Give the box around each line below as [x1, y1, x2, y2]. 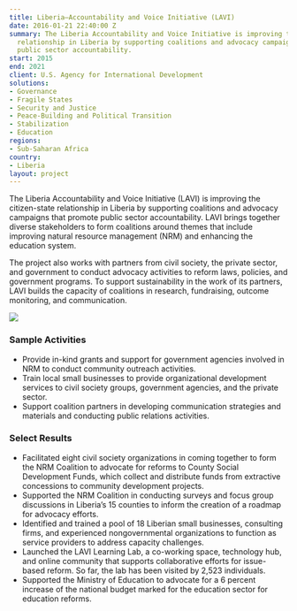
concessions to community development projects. [21, 480, 205, 491]
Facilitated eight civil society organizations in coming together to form [21, 452, 277, 462]
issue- [242, 555, 267, 566]
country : [9, 152, 42, 162]
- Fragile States [9, 95, 73, 104]
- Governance [9, 87, 57, 95]
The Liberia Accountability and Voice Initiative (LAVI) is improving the [9, 194, 261, 204]
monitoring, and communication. [9, 295, 127, 306]
